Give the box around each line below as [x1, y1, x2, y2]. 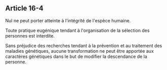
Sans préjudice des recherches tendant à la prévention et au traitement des [5, 43, 162, 49]
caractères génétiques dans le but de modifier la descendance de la [5, 53, 148, 59]
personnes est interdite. [5, 32, 55, 39]
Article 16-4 [5, 4, 44, 13]
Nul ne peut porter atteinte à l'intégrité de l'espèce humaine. [5, 17, 131, 23]
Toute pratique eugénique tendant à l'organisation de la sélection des [5, 27, 150, 33]
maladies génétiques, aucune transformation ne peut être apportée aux [5, 48, 154, 54]
